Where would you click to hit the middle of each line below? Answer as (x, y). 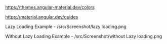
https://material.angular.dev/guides (42, 17)
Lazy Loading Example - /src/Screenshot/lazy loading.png (66, 26)
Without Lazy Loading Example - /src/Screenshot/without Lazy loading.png (84, 36)
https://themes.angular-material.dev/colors (50, 7)
